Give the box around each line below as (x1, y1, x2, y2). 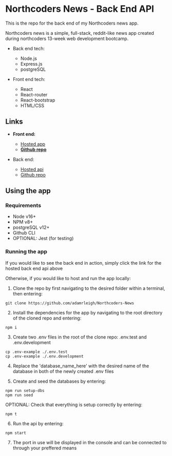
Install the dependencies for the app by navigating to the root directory (12, 309, 163, 315)
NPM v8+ (12, 219, 33, 225)
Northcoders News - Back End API (5, 3, 155, 15)
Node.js (20, 55, 37, 62)
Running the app (5, 248, 48, 255)
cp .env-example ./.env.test (5, 349, 68, 354)
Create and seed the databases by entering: (12, 378, 106, 384)
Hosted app (20, 141, 45, 147)
